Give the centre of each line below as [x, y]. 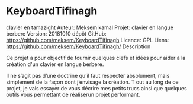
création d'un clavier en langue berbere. [55, 64]
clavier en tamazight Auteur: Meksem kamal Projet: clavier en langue [90, 27]
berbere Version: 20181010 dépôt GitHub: [56, 33]
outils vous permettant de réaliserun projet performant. [73, 94]
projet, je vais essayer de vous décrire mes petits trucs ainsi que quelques [97, 88]
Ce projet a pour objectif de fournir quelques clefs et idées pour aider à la [96, 58]
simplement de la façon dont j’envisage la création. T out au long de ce [92, 82]
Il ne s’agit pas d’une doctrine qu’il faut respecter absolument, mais [88, 75]
